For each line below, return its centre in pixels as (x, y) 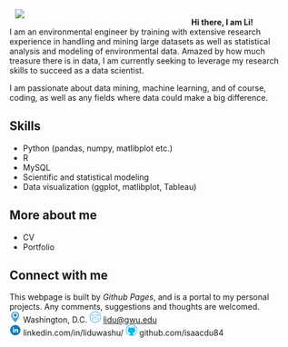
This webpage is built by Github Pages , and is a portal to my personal (139, 297)
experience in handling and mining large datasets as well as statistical (140, 41)
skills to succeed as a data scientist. (77, 70)
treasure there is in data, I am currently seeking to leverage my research (144, 61)
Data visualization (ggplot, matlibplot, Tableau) (109, 186)
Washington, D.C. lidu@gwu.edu (89, 320)
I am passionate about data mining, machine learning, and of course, (138, 88)
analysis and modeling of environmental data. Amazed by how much (137, 51)
